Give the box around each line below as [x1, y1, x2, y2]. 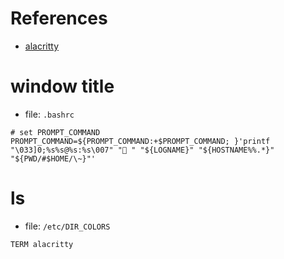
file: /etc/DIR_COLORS [24, 220, 111, 232]
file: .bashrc [24, 108, 75, 120]
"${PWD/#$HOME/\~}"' [10, 153, 97, 164]
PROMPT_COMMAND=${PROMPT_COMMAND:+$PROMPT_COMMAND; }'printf [10, 136, 271, 146]
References [10, 7, 108, 30]
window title [10, 75, 115, 98]
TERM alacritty [10, 239, 74, 249]
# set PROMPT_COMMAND [10, 127, 101, 137]
